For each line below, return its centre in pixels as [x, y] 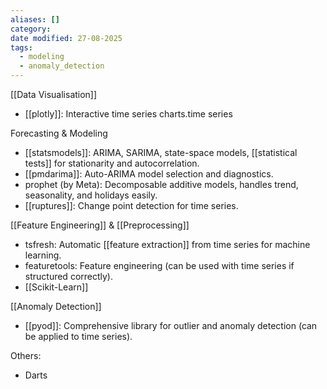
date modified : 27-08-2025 [66, 38]
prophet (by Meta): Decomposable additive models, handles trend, [161, 184]
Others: [26, 355]
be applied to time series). [78, 336]
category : [31, 29]
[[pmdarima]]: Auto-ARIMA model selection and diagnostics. [149, 174]
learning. [43, 255]
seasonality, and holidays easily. [91, 195]
